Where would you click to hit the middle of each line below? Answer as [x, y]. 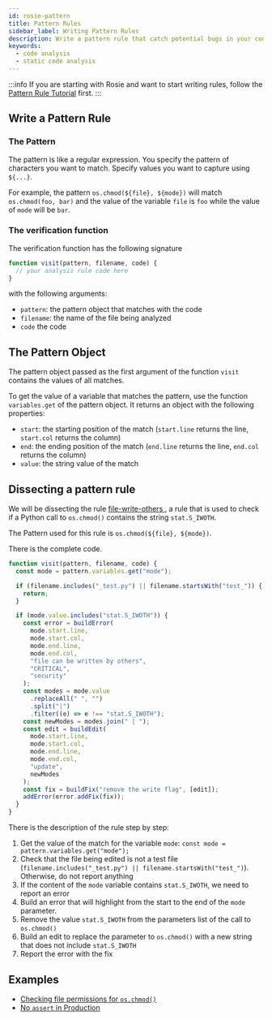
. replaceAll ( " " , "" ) [66, 699]
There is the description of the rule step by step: [89, 828]
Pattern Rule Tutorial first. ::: [55, 93]
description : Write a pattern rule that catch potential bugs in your [130, 39]
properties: [27, 413]
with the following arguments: [58, 294]
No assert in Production [60, 1007]
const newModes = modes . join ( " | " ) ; [87, 721]
